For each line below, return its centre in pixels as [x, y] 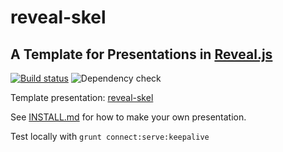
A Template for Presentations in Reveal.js [141, 54]
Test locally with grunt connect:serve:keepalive [110, 136]
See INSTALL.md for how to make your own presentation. [128, 117]
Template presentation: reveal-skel [82, 97]
